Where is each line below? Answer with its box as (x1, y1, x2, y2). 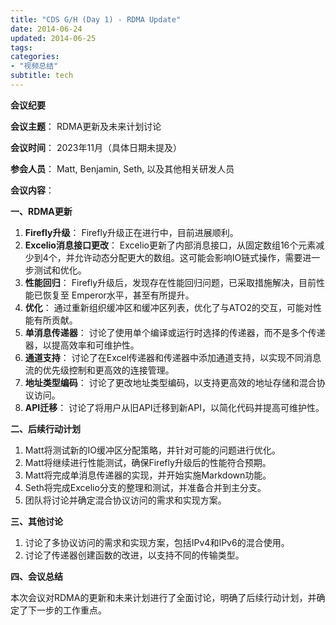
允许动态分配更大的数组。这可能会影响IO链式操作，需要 (74, 251, 303, 263)
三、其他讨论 (10, 515, 63, 527)
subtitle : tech (10, 71, 74, 81)
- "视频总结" (10, 61, 59, 71)
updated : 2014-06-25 (10, 33, 97, 43)
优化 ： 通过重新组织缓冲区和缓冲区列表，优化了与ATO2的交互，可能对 (24, 301, 314, 313)
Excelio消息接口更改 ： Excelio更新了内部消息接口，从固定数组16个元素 (24, 239, 317, 251)
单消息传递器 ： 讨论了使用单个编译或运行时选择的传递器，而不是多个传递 (24, 326, 326, 338)
